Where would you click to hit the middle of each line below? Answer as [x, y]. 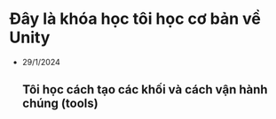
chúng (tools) [60, 104]
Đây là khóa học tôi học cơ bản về [135, 19]
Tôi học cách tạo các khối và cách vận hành [145, 89]
